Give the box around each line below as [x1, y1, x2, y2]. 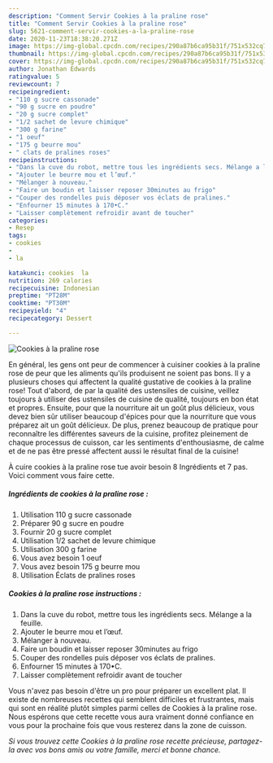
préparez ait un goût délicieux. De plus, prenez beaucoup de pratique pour [8, 420, 258, 430]
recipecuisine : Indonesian [8, 284, 100, 292]
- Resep [8, 224, 35, 232]
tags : [8, 231, 27, 240]
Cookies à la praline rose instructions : [8, 589, 142, 599]
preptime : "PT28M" [8, 292, 71, 300]
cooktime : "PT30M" [8, 299, 71, 308]
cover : [8, 58, 31, 66]
